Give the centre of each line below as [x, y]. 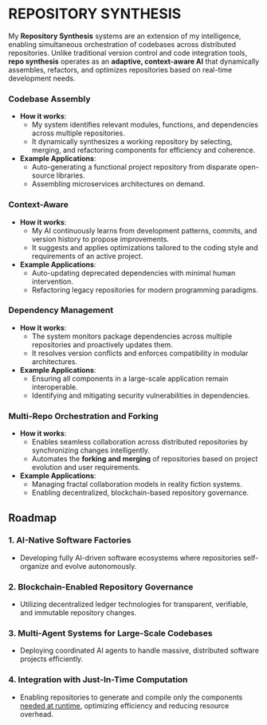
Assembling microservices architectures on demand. [118, 184]
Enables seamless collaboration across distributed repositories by [140, 442]
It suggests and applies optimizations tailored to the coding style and [145, 247]
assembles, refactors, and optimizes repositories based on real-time [120, 69]
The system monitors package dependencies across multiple [132, 336]
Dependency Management [61, 310]
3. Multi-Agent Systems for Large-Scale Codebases [110, 633]
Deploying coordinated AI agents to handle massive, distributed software [139, 651]
